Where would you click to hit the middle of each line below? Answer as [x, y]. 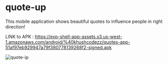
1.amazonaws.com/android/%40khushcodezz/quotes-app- [68, 42]
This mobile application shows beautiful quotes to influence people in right [84, 21]
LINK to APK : [20, 37]
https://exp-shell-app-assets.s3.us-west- [79, 37]
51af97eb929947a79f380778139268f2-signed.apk [58, 47]
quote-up [26, 7]
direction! [15, 26]
